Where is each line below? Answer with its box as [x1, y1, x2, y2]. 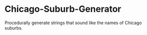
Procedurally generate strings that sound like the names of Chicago [4, 20, 142, 26]
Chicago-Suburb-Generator [4, 3, 121, 15]
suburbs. [4, 25, 23, 31]
